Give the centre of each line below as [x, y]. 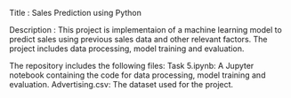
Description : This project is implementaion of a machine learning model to [145, 30]
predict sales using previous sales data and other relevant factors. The [138, 39]
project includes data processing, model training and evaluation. [127, 49]
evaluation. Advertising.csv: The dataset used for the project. [121, 84]
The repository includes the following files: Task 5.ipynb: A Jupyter [132, 66]
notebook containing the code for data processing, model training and [137, 75]
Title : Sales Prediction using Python [76, 13]
